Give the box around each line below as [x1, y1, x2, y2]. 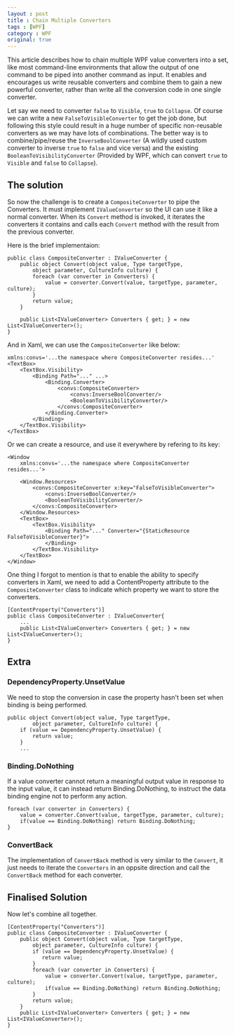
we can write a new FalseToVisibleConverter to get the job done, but [7, 114, 207, 123]
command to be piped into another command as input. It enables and [7, 71, 207, 79]
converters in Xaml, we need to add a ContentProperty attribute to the [7, 577, 209, 586]
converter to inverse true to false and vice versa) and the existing [7, 144, 199, 152]
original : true [7, 36, 52, 44]
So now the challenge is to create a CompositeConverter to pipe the [7, 197, 200, 206]
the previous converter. [7, 227, 75, 236]
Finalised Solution [7, 891, 88, 903]
